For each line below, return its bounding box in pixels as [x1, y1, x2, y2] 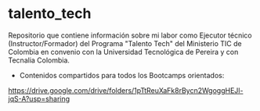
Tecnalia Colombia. [8, 55, 70, 65]
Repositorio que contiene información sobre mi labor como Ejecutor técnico [8, 30, 252, 40]
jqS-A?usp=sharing [8, 94, 70, 103]
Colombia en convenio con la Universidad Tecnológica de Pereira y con [8, 47, 239, 56]
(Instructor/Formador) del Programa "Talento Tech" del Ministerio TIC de [8, 38, 242, 48]
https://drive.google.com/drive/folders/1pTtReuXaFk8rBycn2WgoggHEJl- [8, 85, 244, 95]
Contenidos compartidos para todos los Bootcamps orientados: [19, 70, 225, 80]
